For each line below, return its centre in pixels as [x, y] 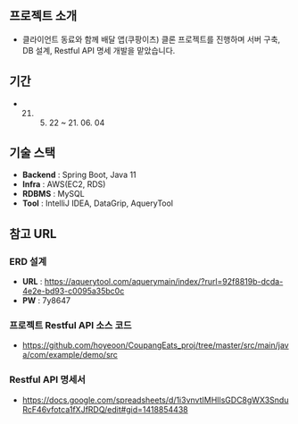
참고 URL [33, 234]
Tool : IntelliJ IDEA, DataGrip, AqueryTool [98, 203]
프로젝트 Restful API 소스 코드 [70, 326]
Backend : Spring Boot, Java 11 [79, 175]
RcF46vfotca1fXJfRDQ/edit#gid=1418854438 [105, 409]
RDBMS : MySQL [53, 194]
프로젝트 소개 [43, 16]
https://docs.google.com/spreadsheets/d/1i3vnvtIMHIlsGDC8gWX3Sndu [155, 400]
